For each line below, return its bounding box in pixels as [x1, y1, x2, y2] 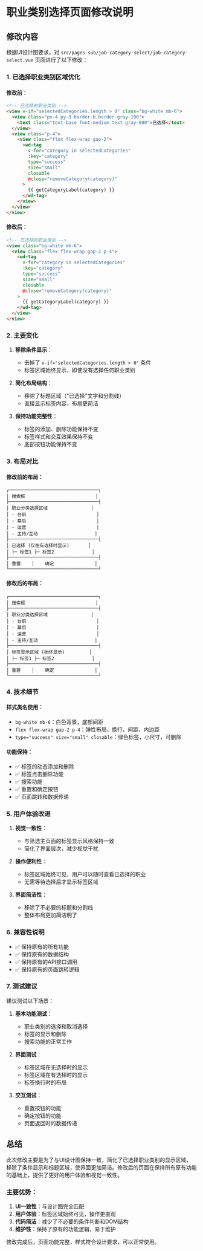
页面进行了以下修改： [34, 56, 88, 63]
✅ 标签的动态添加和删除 [14, 762, 74, 770]
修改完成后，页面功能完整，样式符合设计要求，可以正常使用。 [6, 1238, 160, 1246]
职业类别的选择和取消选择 [24, 1022, 88, 1030]
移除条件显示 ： [14, 346, 53, 354]
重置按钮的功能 [24, 1104, 62, 1111]
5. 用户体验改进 [6, 810, 51, 818]
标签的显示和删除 [24, 1030, 67, 1038]
